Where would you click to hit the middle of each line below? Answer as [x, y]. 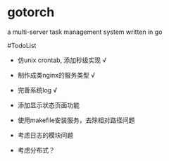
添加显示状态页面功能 [48, 105]
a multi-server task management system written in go [85, 32]
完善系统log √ [37, 90]
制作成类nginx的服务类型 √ [56, 75]
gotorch [31, 12]
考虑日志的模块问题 [45, 135]
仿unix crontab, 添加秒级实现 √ [62, 60]
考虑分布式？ [36, 150]
